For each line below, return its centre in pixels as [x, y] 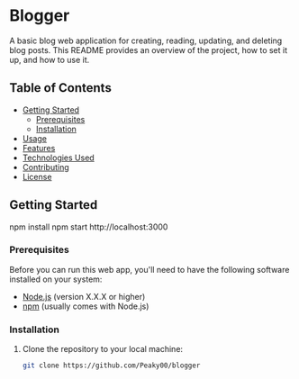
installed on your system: [56, 279]
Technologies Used [58, 158]
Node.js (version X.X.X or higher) [84, 296]
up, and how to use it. [50, 59]
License [37, 176]
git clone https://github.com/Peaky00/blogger [111, 365]
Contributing [45, 167]
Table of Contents [61, 88]
